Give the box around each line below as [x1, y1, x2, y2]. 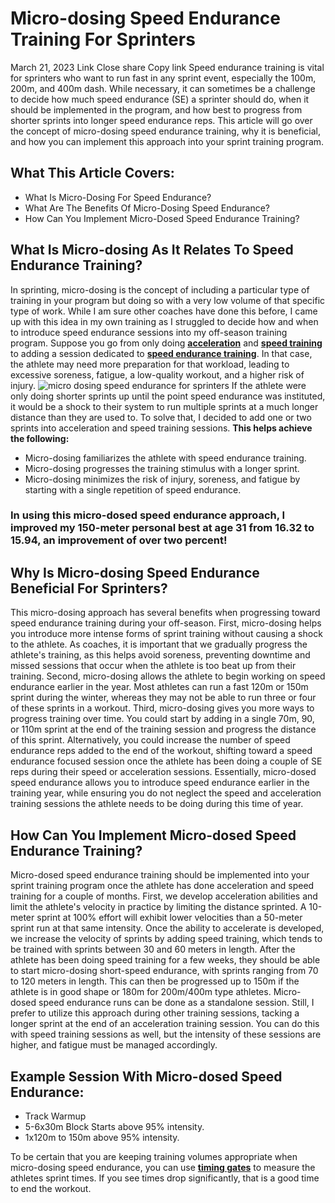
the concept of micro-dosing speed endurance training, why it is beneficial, [10, 125, 322, 137]
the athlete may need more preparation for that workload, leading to [10, 358, 290, 370]
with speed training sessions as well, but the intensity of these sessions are [10, 1028, 322, 1041]
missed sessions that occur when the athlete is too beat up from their [10, 660, 297, 672]
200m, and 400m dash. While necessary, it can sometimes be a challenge [10, 82, 316, 94]
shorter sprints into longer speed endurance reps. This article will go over [10, 114, 313, 126]
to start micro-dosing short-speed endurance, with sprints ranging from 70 [10, 965, 319, 977]
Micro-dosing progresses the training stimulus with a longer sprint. [24, 462, 300, 474]
